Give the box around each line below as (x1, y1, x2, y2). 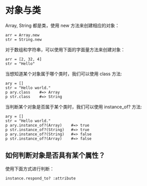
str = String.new (5, 37, 42, 42)
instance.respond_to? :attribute (5, 176, 76, 181)
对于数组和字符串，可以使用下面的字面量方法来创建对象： (5, 46, 125, 52)
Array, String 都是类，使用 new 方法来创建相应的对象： (5, 22, 120, 28)
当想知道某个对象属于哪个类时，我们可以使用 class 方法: (5, 71, 122, 77)
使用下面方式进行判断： (5, 166, 54, 172)
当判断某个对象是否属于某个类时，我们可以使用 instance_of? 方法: (5, 104, 142, 110)
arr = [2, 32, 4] (5, 56, 42, 61)
